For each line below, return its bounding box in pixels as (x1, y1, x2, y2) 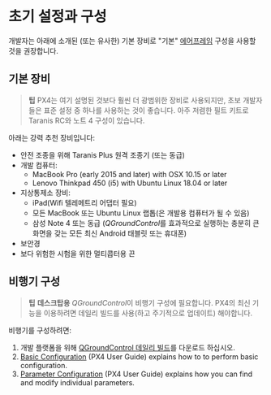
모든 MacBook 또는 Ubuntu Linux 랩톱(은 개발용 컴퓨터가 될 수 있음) (32, 208, 250, 218)
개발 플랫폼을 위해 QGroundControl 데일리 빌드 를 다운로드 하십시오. (19, 342, 235, 352)
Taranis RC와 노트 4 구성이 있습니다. (28, 115, 145, 125)
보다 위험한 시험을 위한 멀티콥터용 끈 (19, 249, 135, 258)
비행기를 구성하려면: (8, 325, 71, 335)
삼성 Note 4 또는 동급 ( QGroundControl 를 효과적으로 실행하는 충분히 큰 (32, 218, 260, 228)
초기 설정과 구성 (8, 7, 107, 26)
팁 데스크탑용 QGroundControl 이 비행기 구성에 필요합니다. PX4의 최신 (28, 297, 251, 307)
